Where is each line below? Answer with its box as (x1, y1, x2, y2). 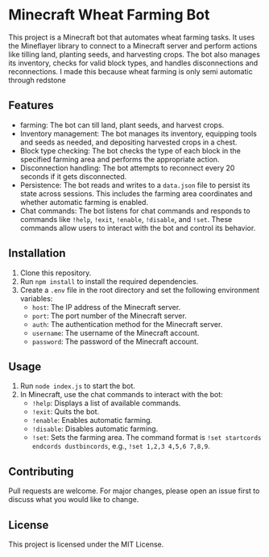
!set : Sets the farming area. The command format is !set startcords (31, 433, 262, 442)
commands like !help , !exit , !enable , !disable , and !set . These (19, 214, 233, 224)
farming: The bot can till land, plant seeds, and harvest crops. (19, 119, 225, 130)
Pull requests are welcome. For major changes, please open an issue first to (8, 486, 260, 496)
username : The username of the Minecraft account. (31, 328, 200, 337)
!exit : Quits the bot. (31, 407, 100, 417)
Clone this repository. (19, 268, 92, 278)
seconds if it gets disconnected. (19, 171, 127, 181)
